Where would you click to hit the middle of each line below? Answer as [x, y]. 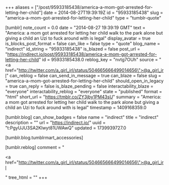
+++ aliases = [20, 7]
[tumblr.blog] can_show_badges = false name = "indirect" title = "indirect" [82, 117]
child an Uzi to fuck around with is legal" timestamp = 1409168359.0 [76, 108]
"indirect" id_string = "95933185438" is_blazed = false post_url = [73, 49]
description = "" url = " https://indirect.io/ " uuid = [56, 123]
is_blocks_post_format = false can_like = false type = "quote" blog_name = [83, 44]
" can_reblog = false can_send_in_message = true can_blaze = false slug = [84, 75]
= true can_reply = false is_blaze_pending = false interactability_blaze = [79, 86]
